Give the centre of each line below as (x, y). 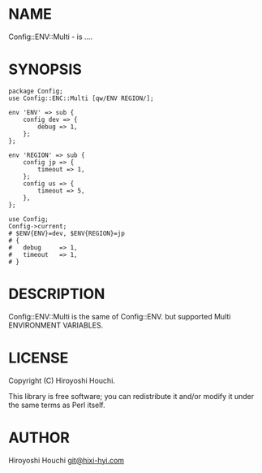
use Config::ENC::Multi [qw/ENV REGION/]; (81, 98)
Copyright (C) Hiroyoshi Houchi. (62, 380)
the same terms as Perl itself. (57, 405)
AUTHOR (39, 438)
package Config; (36, 91)
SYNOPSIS (45, 69)
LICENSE (39, 358)
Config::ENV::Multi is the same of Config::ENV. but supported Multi (120, 316)
